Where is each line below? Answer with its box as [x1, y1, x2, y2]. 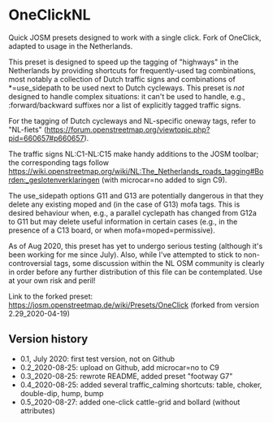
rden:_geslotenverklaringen [8, 175, 100, 185]
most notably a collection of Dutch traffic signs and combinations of [8, 74, 236, 84]
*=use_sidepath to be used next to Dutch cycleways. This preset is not [8, 83, 245, 93]
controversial [8, 258, 53, 268]
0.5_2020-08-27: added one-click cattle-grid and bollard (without [19, 397, 240, 407]
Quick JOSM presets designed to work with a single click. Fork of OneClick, [8, 33, 262, 42]
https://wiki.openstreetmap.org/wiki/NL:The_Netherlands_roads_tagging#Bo [8, 166, 264, 176]
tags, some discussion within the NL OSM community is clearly [54, 258, 265, 268]
